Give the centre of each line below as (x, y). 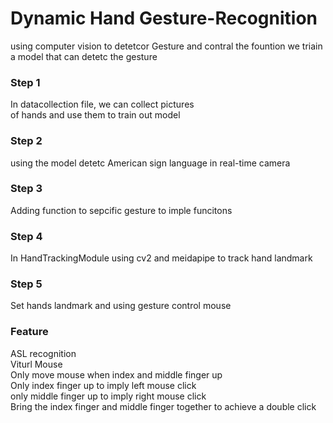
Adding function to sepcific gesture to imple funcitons (121, 210)
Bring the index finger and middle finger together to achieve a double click (163, 406)
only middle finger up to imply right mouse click (108, 396)
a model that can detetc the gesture (84, 56)
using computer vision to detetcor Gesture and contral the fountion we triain (166, 46)
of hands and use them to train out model (95, 115)
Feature (29, 332)
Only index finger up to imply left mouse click (103, 385)
